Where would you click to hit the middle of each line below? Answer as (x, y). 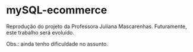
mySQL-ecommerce (57, 10)
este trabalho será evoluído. (40, 32)
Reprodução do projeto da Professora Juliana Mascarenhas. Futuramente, (96, 26)
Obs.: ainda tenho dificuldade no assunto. (57, 44)
